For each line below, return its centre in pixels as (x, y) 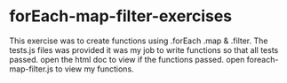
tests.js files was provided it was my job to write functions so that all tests (144, 49)
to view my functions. (95, 69)
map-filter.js (32, 69)
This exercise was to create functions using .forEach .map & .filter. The (139, 41)
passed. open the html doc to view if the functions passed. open (127, 59)
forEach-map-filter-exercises (121, 16)
